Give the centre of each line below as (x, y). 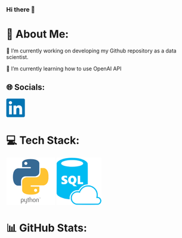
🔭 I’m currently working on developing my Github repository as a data (92, 51)
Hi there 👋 (21, 10)
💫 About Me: (38, 34)
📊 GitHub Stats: (47, 228)
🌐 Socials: (26, 87)
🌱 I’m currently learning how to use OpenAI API (64, 69)
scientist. (17, 57)
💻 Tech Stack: (43, 140)
